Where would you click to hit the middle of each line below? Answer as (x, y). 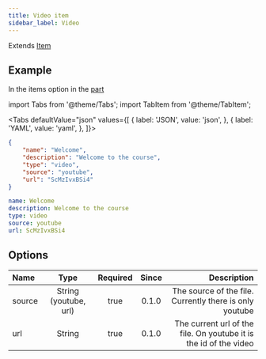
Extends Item (30, 45)
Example (30, 70)
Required (115, 278)
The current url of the (214, 323)
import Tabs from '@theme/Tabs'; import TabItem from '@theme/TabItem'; (130, 104)
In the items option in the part (56, 89)
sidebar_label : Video (44, 23)
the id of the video (220, 343)
